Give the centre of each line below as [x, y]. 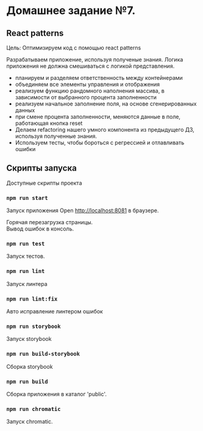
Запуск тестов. [26, 256]
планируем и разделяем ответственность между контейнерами [99, 78]
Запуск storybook [29, 339]
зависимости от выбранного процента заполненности [86, 97]
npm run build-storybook [43, 354]
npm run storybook [34, 326]
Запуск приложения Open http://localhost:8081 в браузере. [83, 210]
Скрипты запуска [42, 168]
